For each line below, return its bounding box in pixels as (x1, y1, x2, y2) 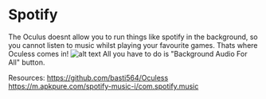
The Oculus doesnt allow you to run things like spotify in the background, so (8, 32, 259, 42)
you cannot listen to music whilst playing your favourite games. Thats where (8, 40, 258, 49)
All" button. (8, 57, 45, 67)
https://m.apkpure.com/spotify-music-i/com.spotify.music (8, 81, 199, 91)
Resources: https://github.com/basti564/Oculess (8, 73, 169, 82)
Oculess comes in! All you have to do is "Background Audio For (8, 49, 248, 58)
